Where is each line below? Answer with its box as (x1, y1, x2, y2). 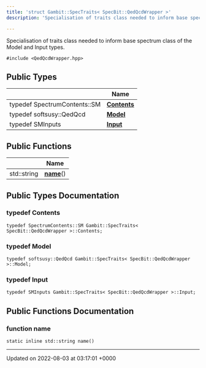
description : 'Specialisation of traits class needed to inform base (6, 15, 188, 21)
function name (6, 324, 51, 332)
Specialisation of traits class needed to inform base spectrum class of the (6, 37, 193, 44)
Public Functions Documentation (6, 306, 134, 316)
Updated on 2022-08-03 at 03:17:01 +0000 (6, 355, 116, 362)
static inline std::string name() (6, 338, 95, 345)
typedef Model (6, 242, 51, 250)
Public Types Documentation (6, 190, 120, 201)
